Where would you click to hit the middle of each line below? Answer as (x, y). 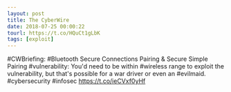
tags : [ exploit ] (30, 39)
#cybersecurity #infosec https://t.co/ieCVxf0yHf (76, 81)
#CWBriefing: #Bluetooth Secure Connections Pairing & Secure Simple (108, 59)
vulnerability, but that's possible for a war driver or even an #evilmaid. (107, 74)
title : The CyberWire (38, 20)
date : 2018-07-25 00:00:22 (46, 26)
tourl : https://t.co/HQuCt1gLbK (54, 33)
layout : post (26, 13)
